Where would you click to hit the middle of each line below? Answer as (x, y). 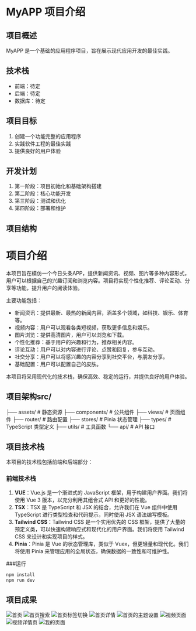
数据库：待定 (30, 101)
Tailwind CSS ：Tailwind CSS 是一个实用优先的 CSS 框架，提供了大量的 (100, 521)
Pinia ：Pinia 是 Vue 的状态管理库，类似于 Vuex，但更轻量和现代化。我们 (101, 544)
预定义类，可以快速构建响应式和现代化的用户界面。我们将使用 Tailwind (99, 529)
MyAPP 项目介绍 (46, 12)
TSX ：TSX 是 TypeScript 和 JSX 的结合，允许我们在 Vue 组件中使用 (96, 507)
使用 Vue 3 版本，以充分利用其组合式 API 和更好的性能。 (82, 500)
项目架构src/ (29, 397)
